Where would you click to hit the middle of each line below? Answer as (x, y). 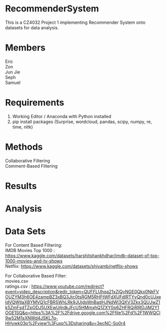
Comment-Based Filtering (31, 166)
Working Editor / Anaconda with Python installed (62, 116)
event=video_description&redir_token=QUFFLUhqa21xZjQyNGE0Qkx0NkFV (82, 292)
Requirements (35, 103)
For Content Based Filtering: (34, 245)
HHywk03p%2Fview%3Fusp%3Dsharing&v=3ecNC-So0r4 (65, 324)
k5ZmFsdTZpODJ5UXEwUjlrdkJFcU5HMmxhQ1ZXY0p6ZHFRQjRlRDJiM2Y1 (82, 308)
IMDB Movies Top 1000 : (30, 251)
